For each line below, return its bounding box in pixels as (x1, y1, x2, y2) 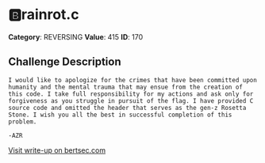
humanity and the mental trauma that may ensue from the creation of (8, 83, 244, 91)
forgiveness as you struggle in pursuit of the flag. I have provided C (8, 97, 254, 104)
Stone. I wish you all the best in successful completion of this (8, 111, 232, 119)
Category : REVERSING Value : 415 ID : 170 (8, 32, 144, 41)
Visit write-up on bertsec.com (8, 145, 106, 155)
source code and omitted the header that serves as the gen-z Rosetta (8, 104, 247, 112)
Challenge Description (8, 55, 121, 69)
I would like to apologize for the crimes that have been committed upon (8, 76, 258, 84)
